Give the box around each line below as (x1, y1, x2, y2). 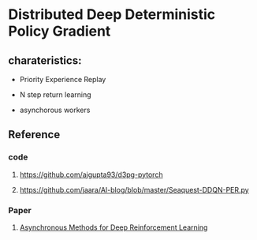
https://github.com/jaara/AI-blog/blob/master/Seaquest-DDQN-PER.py (19, 185, 250, 194)
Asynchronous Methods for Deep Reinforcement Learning (19, 223, 208, 232)
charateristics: (8, 54, 82, 67)
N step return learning (19, 90, 92, 99)
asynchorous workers (19, 105, 91, 114)
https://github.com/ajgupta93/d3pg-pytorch (19, 170, 163, 179)
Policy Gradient (8, 22, 111, 40)
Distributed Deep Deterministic (8, 6, 216, 24)
